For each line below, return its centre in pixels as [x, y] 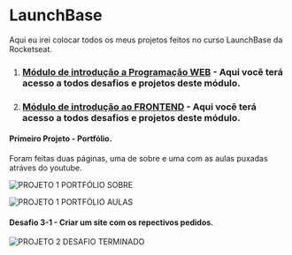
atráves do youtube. [46, 168]
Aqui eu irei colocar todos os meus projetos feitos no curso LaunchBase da [146, 40]
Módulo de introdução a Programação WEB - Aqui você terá [152, 71]
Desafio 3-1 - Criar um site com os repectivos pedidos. [111, 222]
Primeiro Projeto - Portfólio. [61, 139]
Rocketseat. [31, 49]
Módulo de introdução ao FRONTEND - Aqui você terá [139, 107]
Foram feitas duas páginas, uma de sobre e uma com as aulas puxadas [138, 158]
